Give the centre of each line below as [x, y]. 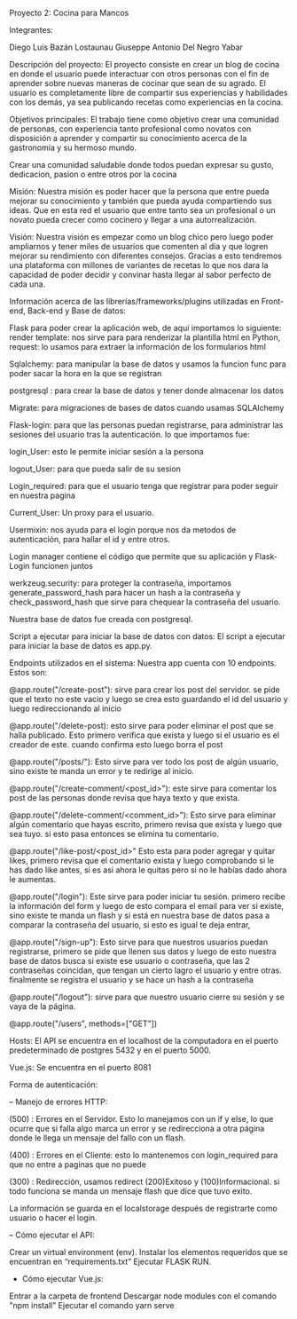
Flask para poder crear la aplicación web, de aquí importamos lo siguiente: [145, 328]
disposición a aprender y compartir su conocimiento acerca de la [128, 138]
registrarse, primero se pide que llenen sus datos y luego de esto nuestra [143, 952]
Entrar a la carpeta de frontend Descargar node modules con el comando [143, 1296]
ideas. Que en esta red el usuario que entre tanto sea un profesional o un [143, 210]
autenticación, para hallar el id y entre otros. [90, 539]
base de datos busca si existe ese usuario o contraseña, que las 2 [130, 961]
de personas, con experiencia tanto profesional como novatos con [130, 129]
